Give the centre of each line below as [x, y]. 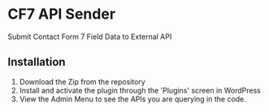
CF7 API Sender [61, 14]
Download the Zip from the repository [82, 81]
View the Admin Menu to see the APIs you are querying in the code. [133, 99]
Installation [37, 62]
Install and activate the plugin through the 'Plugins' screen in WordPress [140, 90]
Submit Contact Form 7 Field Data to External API [90, 37]
